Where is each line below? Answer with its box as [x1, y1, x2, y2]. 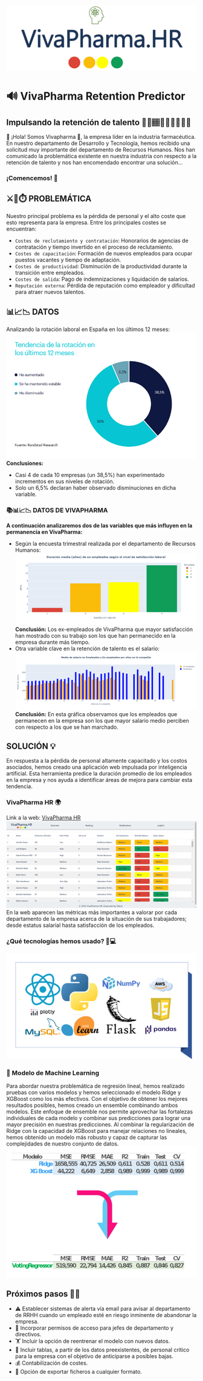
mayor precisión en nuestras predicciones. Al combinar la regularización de [6, 1121, 195, 1128]
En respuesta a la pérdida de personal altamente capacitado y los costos [6, 757, 187, 764]
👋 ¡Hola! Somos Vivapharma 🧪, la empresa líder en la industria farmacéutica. [6, 133, 196, 141]
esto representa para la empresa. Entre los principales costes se [6, 219, 167, 226]
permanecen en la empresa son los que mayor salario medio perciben [14, 717, 189, 725]
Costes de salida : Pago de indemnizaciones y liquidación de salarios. [14, 275, 189, 283]
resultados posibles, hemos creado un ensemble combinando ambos [6, 1101, 178, 1109]
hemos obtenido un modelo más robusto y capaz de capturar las [6, 1134, 167, 1141]
